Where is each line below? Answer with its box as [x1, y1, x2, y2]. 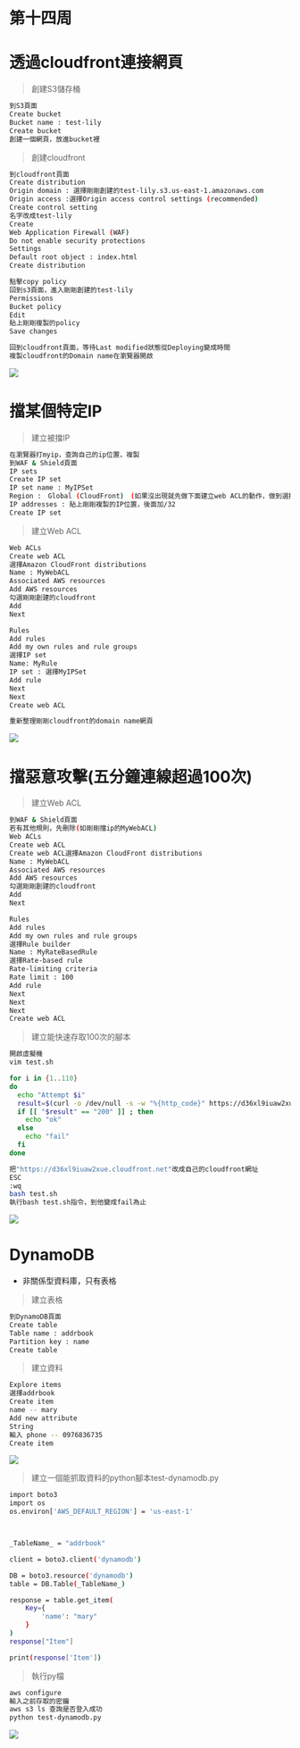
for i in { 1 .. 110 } [9, 1074, 78, 1083]
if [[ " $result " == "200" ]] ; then [17, 1107, 154, 1117]
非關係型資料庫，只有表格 [21, 1275, 117, 1286]
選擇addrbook [9, 1389, 55, 1398]
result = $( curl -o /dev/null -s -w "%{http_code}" [17, 1099, 205, 1108]
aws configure [9, 1688, 62, 1697]
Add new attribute [9, 1413, 78, 1423]
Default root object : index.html [9, 253, 138, 262]
